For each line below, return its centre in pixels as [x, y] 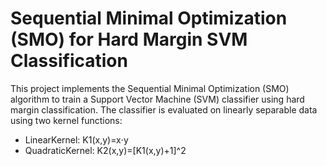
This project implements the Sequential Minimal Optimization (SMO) [150, 88]
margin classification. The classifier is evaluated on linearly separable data [164, 109]
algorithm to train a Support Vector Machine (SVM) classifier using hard [157, 99]
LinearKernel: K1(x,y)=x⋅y [76, 139]
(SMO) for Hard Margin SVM [129, 39]
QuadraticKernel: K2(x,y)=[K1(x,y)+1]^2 [105, 150]
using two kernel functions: [66, 120]
